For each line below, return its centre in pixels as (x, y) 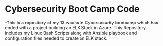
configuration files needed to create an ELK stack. (56, 38)
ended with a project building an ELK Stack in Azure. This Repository (75, 27)
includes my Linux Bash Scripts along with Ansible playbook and (71, 33)
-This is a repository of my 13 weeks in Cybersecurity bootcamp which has (81, 23)
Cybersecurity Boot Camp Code (73, 9)
